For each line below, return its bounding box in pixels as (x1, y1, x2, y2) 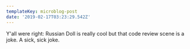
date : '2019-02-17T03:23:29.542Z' (6, 14, 91, 20)
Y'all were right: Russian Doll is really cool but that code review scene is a (6, 30, 185, 37)
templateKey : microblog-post (6, 8, 78, 15)
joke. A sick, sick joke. (6, 36, 60, 43)
